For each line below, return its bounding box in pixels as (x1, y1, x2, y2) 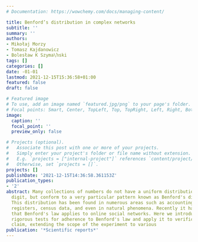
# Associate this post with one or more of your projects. (6, 145, 160, 151)
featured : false (6, 80, 46, 86)
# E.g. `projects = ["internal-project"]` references (6, 156, 146, 162)
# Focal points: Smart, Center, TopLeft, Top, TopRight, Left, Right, (6, 107, 183, 113)
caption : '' (11, 117, 41, 124)
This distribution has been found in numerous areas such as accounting (11, 200, 194, 205)
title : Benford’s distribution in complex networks (6, 19, 136, 25)
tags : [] (6, 57, 28, 64)
